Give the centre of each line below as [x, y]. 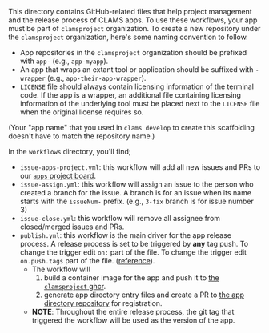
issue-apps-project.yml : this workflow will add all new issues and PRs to [140, 167]
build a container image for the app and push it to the [131, 278]
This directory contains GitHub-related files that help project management [130, 12]
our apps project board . [58, 176]
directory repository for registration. [103, 303]
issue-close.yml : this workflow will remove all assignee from [120, 218]
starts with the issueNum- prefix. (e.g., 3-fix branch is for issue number [137, 201]
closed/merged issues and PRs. [72, 227]
